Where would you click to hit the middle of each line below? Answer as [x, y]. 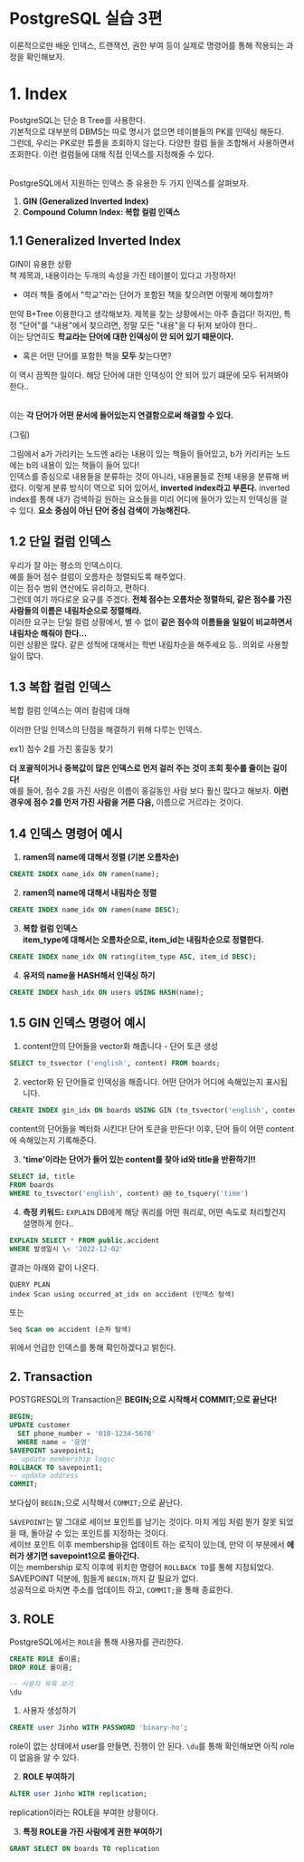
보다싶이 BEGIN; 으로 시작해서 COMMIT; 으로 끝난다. [96, 1503]
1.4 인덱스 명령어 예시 [66, 833]
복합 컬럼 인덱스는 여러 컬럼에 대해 [70, 710]
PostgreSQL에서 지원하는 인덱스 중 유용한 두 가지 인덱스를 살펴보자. [129, 183]
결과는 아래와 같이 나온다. [54, 1267]
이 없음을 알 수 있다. [44, 1758]
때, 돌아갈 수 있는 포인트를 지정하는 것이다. [94, 1533]
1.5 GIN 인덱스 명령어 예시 [78, 1023]
